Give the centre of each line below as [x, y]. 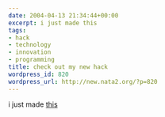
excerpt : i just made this [53, 23]
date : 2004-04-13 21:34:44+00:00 [63, 15]
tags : [17, 30]
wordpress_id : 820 [38, 74]
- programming [32, 60]
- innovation [30, 52]
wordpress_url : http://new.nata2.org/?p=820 [83, 81]
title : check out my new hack [58, 67]
